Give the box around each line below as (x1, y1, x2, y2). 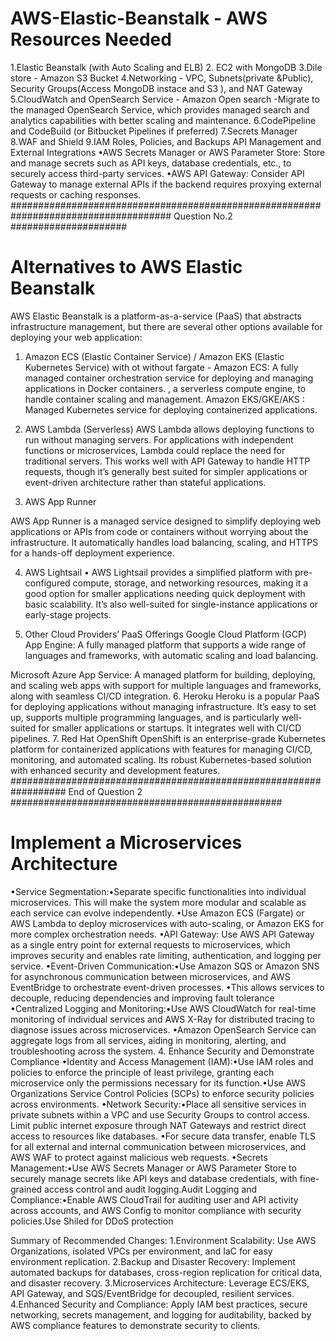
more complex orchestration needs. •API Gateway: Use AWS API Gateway (10, 928, 315, 940)
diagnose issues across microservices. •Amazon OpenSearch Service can (10, 1023, 317, 1036)
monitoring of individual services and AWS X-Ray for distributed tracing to (10, 1013, 315, 1025)
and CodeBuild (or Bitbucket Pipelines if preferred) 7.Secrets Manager (10, 125, 298, 137)
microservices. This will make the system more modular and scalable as (10, 896, 307, 908)
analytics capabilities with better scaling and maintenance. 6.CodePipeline (10, 114, 317, 126)
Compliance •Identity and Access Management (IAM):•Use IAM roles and (10, 1055, 314, 1067)
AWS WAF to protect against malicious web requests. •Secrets (10, 1151, 268, 1163)
